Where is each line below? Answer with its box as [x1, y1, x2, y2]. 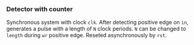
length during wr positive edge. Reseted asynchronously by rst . [6, 32, 167, 39]
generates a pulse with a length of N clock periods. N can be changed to [6, 25, 186, 32]
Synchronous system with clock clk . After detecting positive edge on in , [6, 19, 189, 26]
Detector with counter [6, 5, 73, 13]
